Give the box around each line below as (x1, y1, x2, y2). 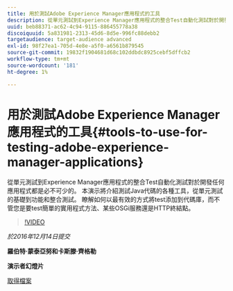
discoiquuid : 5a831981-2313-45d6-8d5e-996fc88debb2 (7, 29, 159, 37)
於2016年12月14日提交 (7, 233, 71, 241)
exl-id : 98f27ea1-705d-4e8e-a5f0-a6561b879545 (7, 42, 144, 49)
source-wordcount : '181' (7, 62, 79, 69)
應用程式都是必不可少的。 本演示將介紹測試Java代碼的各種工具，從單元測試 (7, 187, 223, 195)
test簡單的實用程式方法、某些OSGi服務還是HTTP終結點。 (31, 204, 195, 212)
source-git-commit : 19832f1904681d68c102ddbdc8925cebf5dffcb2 (7, 49, 191, 56)
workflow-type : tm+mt (7, 56, 70, 63)
